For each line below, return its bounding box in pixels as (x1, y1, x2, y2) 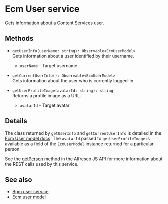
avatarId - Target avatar (19, 102, 70, 108)
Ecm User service (5, 3, 80, 15)
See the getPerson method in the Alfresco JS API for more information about (5, 156, 163, 162)
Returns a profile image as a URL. (12, 92, 81, 98)
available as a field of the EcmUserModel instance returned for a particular (5, 141, 154, 147)
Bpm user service (12, 189, 49, 195)
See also (5, 175, 32, 184)
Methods (5, 34, 34, 43)
